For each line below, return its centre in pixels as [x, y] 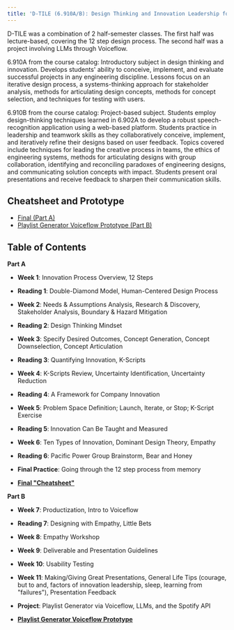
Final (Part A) [36, 218]
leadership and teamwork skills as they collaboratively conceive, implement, [116, 135]
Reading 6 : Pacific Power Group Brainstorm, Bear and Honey [105, 456]
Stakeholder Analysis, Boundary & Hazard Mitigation [92, 312]
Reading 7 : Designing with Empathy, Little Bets [84, 523]
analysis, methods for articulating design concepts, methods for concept [111, 91]
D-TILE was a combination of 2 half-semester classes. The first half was [111, 33]
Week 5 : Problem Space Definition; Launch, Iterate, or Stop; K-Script [116, 408]
